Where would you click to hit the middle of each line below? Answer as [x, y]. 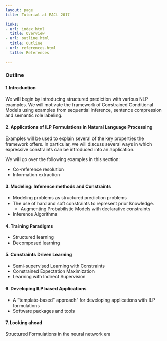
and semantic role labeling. [34, 115]
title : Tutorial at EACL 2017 [38, 15]
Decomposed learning [36, 243]
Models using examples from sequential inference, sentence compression [83, 110]
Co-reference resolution [38, 169]
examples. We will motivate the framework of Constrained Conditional [79, 104]
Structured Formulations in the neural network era [58, 334]
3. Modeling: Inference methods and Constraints [58, 186]
